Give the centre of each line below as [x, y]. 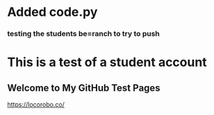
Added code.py [52, 12]
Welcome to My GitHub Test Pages [84, 88]
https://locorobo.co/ [36, 105]
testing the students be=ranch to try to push [83, 34]
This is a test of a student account [107, 62]
